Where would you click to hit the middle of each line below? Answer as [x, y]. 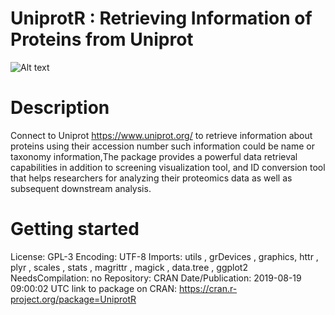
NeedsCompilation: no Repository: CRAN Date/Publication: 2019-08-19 [156, 278]
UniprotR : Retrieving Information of [161, 18]
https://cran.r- [208, 288]
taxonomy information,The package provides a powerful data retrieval [154, 156]
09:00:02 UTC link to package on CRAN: [94, 288]
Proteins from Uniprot [102, 39]
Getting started [75, 229]
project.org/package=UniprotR [73, 299]
